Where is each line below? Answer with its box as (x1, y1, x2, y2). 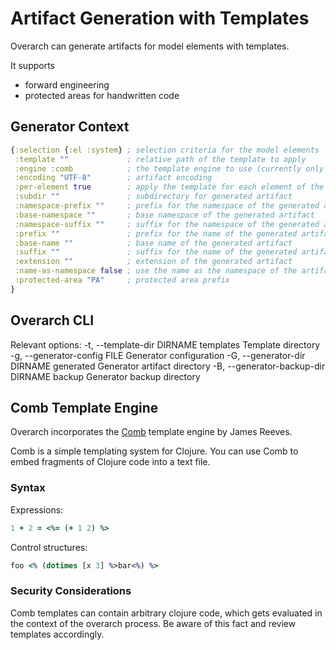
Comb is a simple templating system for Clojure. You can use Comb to (10, 445, 299, 457)
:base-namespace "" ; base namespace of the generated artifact (14, 210, 315, 220)
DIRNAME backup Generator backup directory (10, 370, 201, 382)
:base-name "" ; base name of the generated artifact (14, 238, 293, 248)
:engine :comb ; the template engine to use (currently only (14, 163, 325, 174)
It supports (10, 59, 56, 71)
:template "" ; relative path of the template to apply (14, 154, 307, 164)
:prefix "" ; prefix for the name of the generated (14, 228, 298, 239)
